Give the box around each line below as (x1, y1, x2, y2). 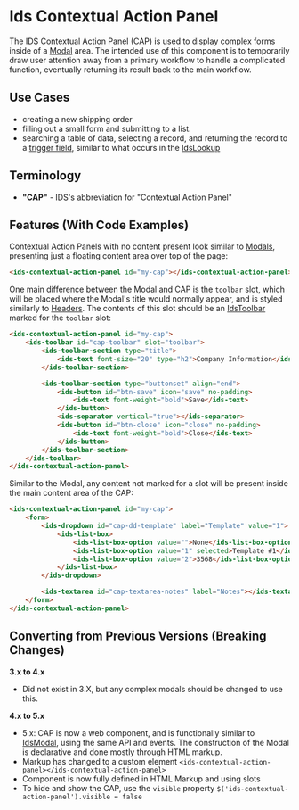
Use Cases (9, 90, 70, 105)
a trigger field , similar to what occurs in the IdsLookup (21, 142, 221, 153)
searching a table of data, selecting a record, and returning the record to (21, 132, 288, 144)
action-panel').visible (21, 792, 111, 801)
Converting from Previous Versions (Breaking (9, 629, 267, 644)
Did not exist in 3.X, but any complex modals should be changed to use (21, 683, 283, 694)
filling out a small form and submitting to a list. (21, 123, 191, 134)
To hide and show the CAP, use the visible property (21, 782, 215, 793)
